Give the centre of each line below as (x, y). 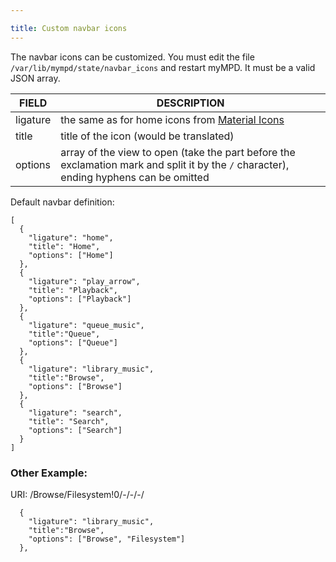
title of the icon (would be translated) (147, 136)
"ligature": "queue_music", (86, 325)
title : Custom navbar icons (69, 28)
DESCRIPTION (190, 103)
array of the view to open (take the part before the (178, 152)
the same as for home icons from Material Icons (172, 119)
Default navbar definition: (62, 202)
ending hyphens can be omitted (135, 177)
